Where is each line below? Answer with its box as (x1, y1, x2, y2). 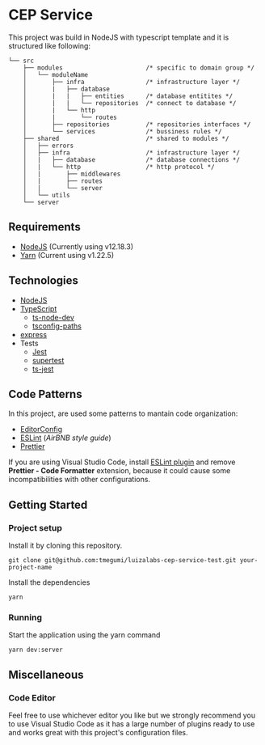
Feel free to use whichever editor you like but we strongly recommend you (8, 710, 256, 721)
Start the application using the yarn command (8, 630, 161, 640)
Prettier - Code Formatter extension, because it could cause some (8, 466, 231, 476)
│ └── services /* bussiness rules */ (23, 127, 222, 135)
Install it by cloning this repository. (8, 540, 123, 551)
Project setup (8, 522, 62, 533)
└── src (8, 57, 35, 65)
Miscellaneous (8, 667, 84, 681)
